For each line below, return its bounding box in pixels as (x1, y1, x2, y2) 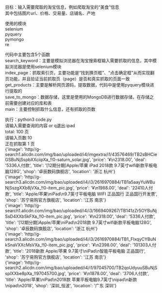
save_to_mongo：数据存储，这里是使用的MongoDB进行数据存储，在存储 (5, 94, 150, 100)
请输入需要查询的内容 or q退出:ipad (5, 123, 75, 128)
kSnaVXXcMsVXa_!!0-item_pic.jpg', (5, 242, 75, 248)
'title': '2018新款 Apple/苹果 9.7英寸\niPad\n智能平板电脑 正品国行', (13, 248, 146, 254)
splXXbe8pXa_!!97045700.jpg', (5, 271, 67, 276)
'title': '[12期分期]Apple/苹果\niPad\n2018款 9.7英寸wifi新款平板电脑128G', (5, 220, 152, 225)
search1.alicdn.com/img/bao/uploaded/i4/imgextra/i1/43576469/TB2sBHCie (5, 152, 158, 157)
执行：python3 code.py (5, 117, 52, 122)
